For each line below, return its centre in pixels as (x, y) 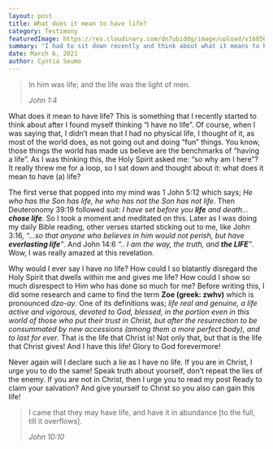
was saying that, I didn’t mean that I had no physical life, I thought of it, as (132, 133)
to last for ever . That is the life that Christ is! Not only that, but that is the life (135, 338)
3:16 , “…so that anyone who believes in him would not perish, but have (127, 235)
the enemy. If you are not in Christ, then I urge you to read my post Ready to (135, 379)
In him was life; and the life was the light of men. (109, 84)
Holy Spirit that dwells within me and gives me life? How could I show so (129, 277)
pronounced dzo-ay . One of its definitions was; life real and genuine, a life (133, 303)
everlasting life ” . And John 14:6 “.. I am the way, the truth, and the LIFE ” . (131, 244)
